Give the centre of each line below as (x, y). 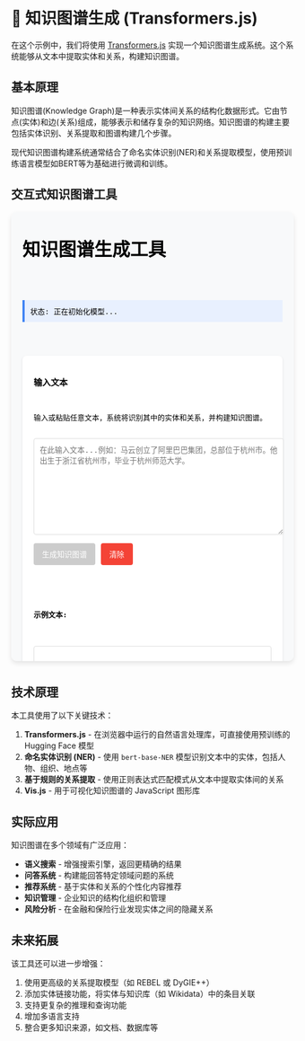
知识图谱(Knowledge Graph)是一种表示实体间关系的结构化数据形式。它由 (145, 110)
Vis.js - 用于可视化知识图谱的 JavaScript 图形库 (112, 790)
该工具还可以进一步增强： (58, 963)
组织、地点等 (64, 768)
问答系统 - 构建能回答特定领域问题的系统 (99, 876)
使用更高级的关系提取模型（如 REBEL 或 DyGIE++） (119, 983)
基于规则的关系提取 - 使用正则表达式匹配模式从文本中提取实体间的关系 (154, 780)
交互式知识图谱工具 (64, 194)
